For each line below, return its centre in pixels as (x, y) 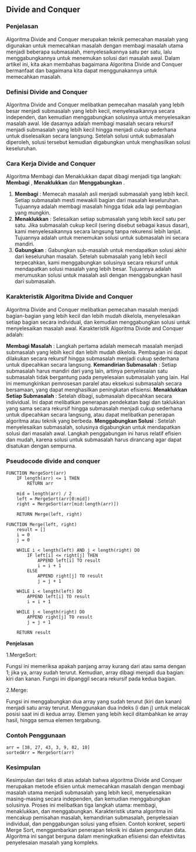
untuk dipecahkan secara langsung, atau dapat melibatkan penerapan (90, 414)
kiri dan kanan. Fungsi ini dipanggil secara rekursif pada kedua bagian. (91, 679)
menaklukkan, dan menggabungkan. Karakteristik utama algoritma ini (90, 811)
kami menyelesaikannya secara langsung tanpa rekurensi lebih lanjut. (98, 232)
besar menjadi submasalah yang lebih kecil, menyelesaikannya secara (91, 110)
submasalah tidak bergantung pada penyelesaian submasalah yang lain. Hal (97, 377)
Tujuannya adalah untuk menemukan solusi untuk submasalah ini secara (102, 238)
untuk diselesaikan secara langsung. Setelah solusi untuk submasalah (90, 136)
